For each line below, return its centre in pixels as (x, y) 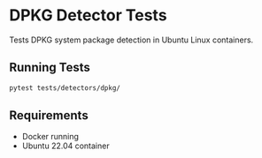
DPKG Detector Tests (88, 15)
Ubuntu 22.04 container (65, 146)
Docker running (50, 137)
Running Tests (50, 68)
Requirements (49, 116)
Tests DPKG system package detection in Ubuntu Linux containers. (131, 40)
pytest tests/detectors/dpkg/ (65, 88)
